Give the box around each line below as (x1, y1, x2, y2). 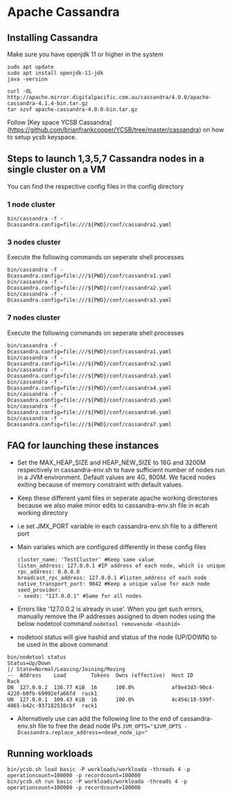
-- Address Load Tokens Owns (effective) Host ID (7, 672, 194, 679)
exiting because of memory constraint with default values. (17, 480, 184, 489)
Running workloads (7, 747, 93, 759)
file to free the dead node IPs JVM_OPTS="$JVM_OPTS (37, 722, 181, 730)
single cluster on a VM (7, 164, 106, 175)
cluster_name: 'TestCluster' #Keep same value (17, 556, 154, 563)
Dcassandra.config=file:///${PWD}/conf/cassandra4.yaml (7, 384, 172, 392)
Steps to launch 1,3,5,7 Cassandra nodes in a (7, 153, 204, 165)
